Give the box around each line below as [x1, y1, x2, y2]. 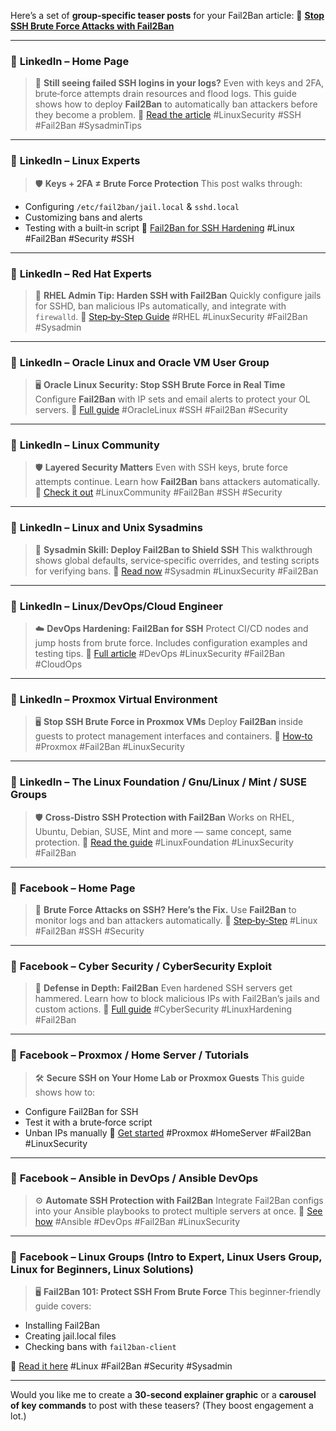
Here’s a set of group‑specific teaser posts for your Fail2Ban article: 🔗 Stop [10, 10, 325, 21]
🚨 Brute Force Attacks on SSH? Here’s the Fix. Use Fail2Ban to [34, 903, 297, 915]
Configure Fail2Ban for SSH [24, 1105, 139, 1117]
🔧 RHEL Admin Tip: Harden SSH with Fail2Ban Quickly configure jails [34, 289, 322, 301]
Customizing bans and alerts [24, 211, 143, 223]
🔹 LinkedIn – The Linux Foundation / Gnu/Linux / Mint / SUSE [10, 775, 307, 789]
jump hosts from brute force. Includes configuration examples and [34, 637, 308, 649]
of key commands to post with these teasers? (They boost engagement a [10, 1400, 314, 1412]
